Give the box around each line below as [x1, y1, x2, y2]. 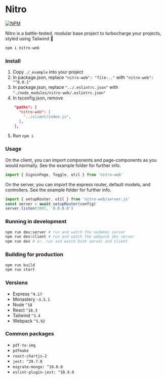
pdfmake [12, 348, 29, 353]
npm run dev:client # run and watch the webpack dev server [5, 234, 135, 239]
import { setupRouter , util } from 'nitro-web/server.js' [5, 196, 130, 201]
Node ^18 [12, 301, 32, 307]
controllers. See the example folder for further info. [5, 187, 112, 193]
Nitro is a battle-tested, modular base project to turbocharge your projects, [5, 30, 161, 36]
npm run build [5, 262, 35, 267]
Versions [5, 279, 28, 286]
